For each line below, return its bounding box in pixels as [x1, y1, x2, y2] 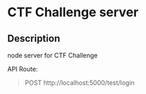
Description [7, 33, 60, 45]
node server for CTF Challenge [7, 51, 98, 59]
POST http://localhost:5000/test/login [24, 78, 135, 87]
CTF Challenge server [7, 4, 139, 20]
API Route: [7, 65, 38, 73]
